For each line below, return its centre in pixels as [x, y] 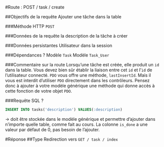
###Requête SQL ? [24, 100]
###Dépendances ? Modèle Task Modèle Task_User [57, 55]
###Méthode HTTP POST [30, 26]
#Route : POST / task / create [35, 7]
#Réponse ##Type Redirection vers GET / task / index [61, 139]
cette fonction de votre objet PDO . [39, 91]
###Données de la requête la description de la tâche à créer [66, 36]
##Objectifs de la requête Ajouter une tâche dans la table [63, 17]
